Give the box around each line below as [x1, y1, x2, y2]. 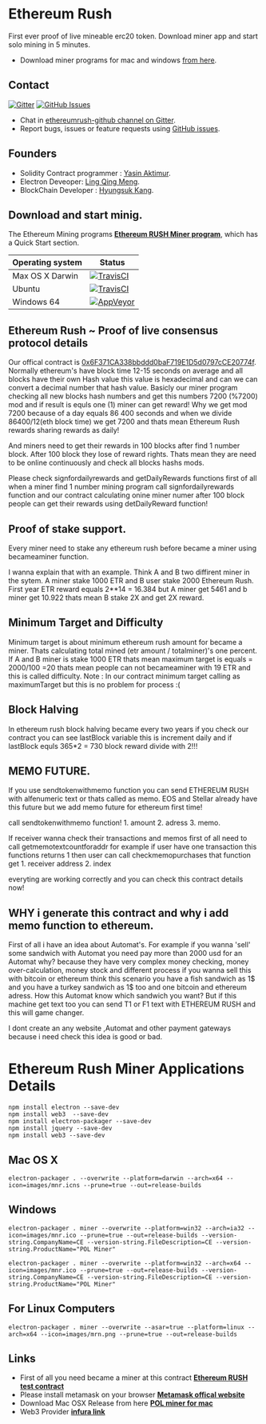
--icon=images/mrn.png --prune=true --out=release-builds [40, 1330, 238, 1338]
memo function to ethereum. [8, 918, 154, 932]
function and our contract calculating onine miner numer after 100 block [8, 490, 245, 500]
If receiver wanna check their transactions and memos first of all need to [8, 834, 248, 843]
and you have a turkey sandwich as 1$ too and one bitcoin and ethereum [8, 982, 248, 992]
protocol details [8, 336, 89, 350]
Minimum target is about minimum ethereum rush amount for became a [8, 637, 243, 646]
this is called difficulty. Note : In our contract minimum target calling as [8, 671, 241, 681]
